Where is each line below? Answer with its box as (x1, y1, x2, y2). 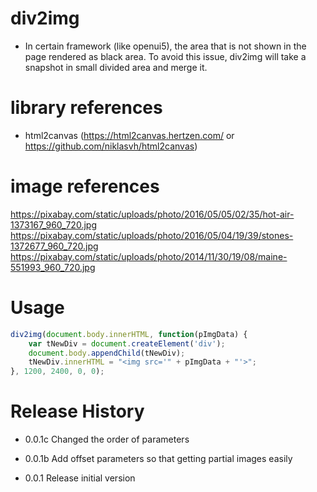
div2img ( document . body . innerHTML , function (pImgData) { (10, 329, 248, 339)
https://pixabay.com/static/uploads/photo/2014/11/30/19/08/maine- (10, 250, 288, 262)
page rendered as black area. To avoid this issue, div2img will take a (24, 50, 307, 62)
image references (10, 175, 160, 198)
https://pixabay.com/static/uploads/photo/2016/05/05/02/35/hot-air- (10, 208, 295, 220)
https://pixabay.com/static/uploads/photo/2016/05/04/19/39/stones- (10, 229, 294, 241)
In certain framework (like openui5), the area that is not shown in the (24, 40, 307, 52)
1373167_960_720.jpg (10, 218, 97, 231)
